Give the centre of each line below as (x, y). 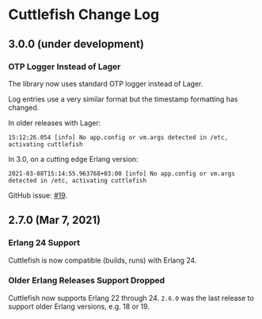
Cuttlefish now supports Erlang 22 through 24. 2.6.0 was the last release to (131, 298)
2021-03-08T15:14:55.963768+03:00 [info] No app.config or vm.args (122, 173)
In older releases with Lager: (55, 123)
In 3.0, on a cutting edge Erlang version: (73, 159)
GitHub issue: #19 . (38, 195)
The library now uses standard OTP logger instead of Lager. (106, 83)
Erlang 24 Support (44, 243)
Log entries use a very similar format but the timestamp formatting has (123, 99)
